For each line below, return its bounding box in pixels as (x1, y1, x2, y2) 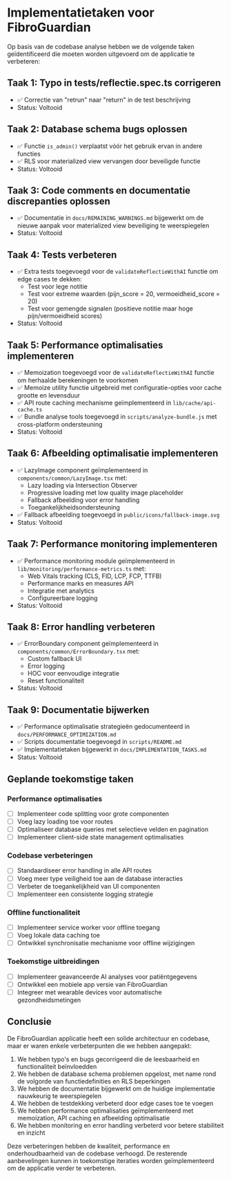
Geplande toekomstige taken (7, 773, 134, 785)
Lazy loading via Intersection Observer (27, 481, 138, 489)
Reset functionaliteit (27, 676, 85, 685)
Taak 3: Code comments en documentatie (7, 185, 191, 196)
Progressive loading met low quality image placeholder (27, 488, 184, 496)
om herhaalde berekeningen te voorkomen (17, 376, 139, 384)
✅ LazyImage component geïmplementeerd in (17, 465, 148, 474)
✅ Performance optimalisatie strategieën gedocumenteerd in (17, 723, 190, 731)
